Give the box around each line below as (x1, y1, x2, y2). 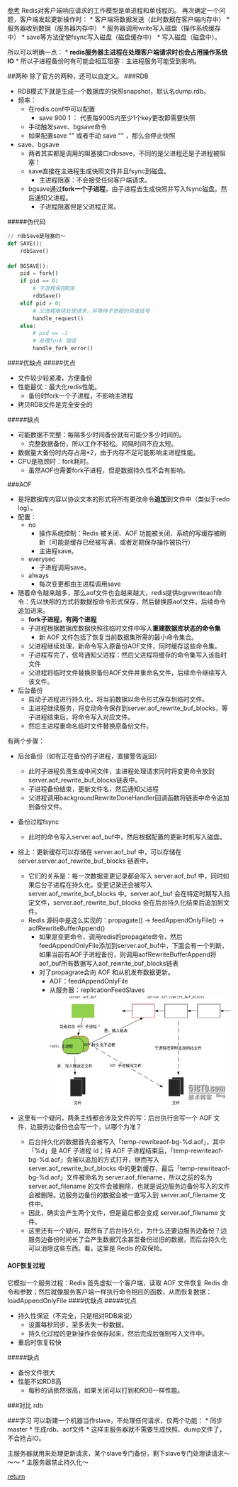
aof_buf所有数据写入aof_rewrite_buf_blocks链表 (38, 959, 179, 967)
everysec (28, 555, 56, 563)
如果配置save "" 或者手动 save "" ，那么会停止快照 (28, 131, 176, 140)
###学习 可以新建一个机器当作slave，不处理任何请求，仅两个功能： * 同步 (7, 1416, 223, 1425)
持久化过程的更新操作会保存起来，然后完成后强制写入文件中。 (28, 1329, 209, 1337)
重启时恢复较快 (17, 1338, 62, 1346)
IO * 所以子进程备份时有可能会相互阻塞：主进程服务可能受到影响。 (7, 57, 200, 65)
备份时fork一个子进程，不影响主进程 (28, 391, 133, 400)
